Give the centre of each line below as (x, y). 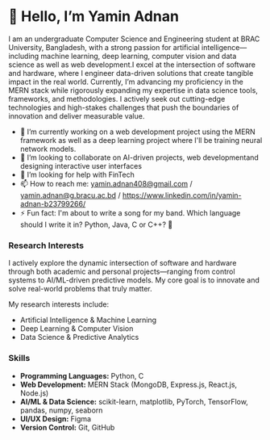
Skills (19, 358)
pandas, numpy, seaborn (61, 410)
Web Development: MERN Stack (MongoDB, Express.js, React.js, (129, 384)
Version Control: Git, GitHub (67, 427)
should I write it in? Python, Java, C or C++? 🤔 (96, 224)
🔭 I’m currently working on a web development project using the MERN (137, 132)
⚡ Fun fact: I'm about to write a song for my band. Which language (130, 212)
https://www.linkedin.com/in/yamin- (182, 195)
